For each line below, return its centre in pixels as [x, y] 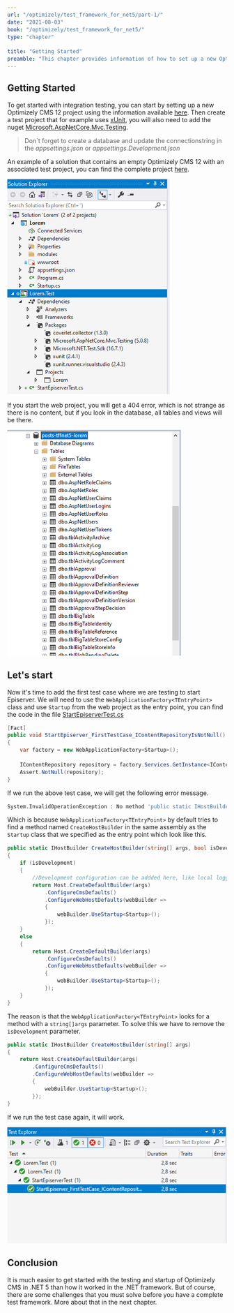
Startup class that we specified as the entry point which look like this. [107, 835]
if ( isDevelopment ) [48, 863]
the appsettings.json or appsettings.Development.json [102, 148]
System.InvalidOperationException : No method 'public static [99, 806]
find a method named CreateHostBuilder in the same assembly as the [107, 827]
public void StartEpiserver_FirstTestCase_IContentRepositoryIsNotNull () [117, 735]
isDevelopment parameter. [44, 1031]
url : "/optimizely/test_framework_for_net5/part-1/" [85, 15]
